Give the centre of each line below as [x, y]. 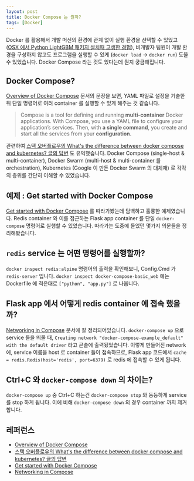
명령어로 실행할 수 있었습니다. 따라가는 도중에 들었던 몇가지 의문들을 [103, 225]
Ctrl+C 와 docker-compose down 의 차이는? [79, 380]
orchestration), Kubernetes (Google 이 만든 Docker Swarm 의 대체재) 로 [91, 168]
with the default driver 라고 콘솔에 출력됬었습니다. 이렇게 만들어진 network [96, 344]
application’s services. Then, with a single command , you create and [104, 128]
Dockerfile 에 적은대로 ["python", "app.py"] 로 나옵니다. [73, 283]
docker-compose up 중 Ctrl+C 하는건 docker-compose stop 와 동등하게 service [96, 395]
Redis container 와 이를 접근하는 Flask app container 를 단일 [84, 218]
